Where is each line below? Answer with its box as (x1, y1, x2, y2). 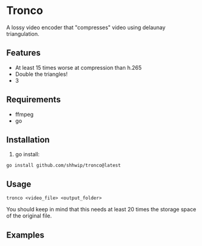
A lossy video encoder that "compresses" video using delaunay (6, 24, 166, 31)
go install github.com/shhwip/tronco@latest (6, 162, 121, 169)
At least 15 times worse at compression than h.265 (15, 64, 142, 71)
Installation (6, 134, 50, 145)
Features (6, 48, 41, 58)
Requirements (6, 95, 61, 105)
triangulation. (6, 30, 40, 37)
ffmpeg (15, 111, 34, 118)
